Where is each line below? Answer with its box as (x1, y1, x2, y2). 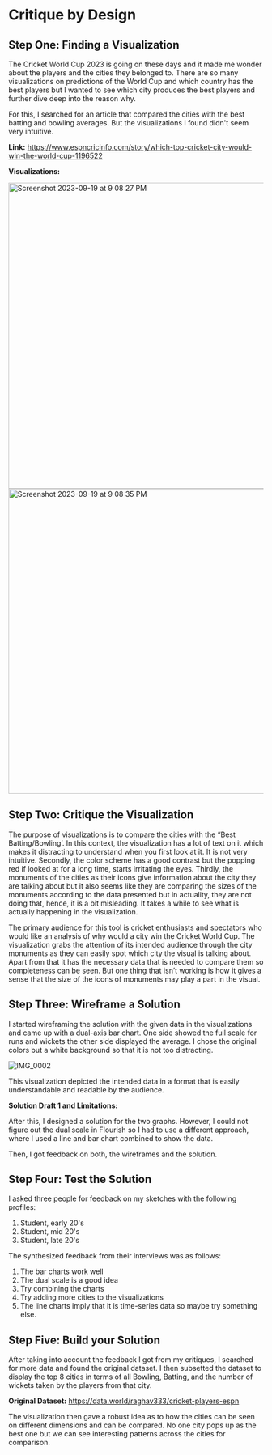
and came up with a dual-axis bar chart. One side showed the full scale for (8, 1028, 257, 1037)
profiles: (8, 1203, 36, 1212)
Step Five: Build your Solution (8, 1333, 160, 1347)
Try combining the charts (19, 1284, 104, 1294)
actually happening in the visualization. (8, 906, 138, 916)
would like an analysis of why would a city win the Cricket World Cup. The (8, 931, 255, 940)
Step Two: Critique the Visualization (8, 808, 194, 822)
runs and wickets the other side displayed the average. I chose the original (8, 1036, 257, 1046)
